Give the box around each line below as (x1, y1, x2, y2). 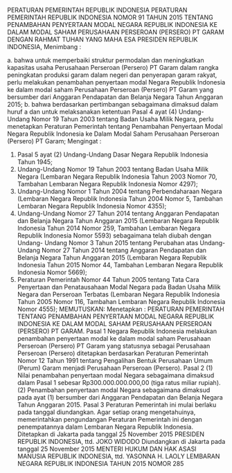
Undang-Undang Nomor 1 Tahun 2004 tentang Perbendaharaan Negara (17, 187, 223, 195)
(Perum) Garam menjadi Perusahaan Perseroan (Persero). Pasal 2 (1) (17, 364, 213, 372)
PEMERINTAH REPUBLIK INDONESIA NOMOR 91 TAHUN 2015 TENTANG (7, 13, 213, 21)
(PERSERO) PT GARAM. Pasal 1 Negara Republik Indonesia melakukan (17, 327, 217, 335)
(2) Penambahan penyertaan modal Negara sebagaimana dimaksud (17, 386, 211, 394)
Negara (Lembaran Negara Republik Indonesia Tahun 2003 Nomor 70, (17, 172, 217, 181)
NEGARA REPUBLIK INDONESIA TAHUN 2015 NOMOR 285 (17, 460, 184, 467)
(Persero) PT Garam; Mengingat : (7, 137, 102, 145)
